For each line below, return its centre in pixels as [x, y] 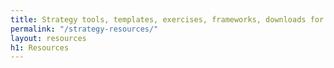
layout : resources [48, 38]
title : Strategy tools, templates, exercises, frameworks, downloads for [167, 19]
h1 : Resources [40, 47]
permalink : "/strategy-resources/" [84, 29]
